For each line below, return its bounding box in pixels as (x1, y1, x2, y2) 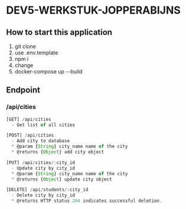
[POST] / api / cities (6, 133, 54, 139)
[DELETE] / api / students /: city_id (6, 187, 89, 193)
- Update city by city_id (11, 165, 76, 171)
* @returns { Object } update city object (11, 176, 112, 182)
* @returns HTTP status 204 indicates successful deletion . (11, 198, 162, 204)
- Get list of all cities (11, 122, 76, 128)
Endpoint (6, 85, 40, 95)
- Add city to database (11, 138, 70, 144)
